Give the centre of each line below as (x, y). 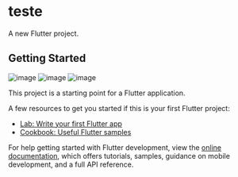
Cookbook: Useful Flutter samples (75, 132)
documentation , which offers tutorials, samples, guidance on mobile (119, 156)
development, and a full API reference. (71, 164)
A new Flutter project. (44, 33)
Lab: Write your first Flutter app (71, 123)
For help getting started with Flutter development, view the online (115, 147)
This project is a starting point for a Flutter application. (97, 93)
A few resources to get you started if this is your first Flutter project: (119, 108)
